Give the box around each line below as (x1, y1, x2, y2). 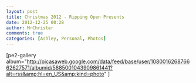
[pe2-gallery (6, 52, 36, 58)
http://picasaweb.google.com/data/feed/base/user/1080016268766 (26, 58, 190, 65)
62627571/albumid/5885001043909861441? (6, 64, 113, 71)
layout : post (6, 8, 38, 15)
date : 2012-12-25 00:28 (6, 19, 65, 25)
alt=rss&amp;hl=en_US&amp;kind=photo (6, 71, 104, 77)
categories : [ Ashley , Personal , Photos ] (6, 36, 107, 41)
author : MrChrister (6, 25, 54, 31)
